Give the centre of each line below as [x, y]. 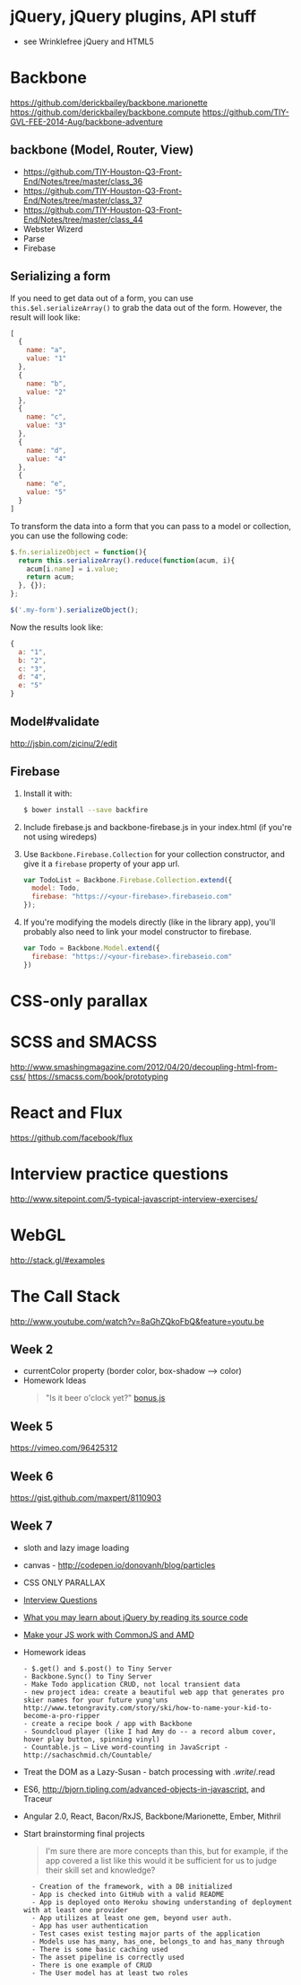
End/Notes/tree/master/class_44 [83, 219]
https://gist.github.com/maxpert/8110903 [86, 1497]
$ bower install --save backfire [86, 810]
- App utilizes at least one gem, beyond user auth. [132, 1918]
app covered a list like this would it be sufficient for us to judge [161, 1860]
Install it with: [47, 793]
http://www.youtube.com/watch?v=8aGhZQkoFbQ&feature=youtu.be [138, 1321]
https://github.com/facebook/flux [72, 1138]
